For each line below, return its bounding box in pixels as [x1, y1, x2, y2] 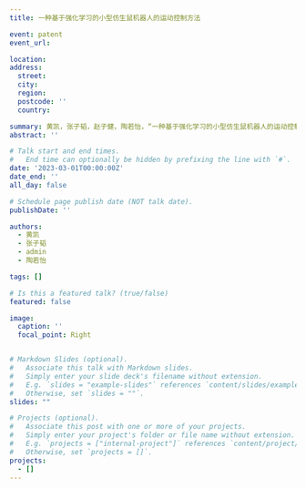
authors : [9, 222, 43, 231]
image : [9, 313, 35, 323]
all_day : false [9, 180, 67, 189]
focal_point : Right [17, 330, 92, 340]
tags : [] [9, 272, 43, 281]
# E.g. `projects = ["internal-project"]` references [9, 439, 226, 448]
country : [17, 106, 51, 115]
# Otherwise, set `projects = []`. [9, 447, 153, 456]
